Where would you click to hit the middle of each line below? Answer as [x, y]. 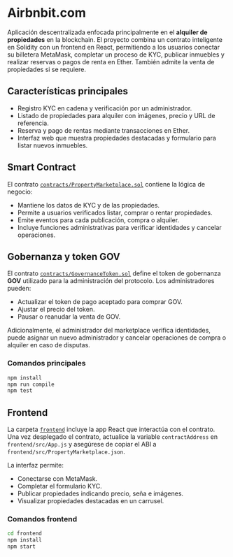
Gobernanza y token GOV [64, 256]
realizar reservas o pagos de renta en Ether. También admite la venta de [111, 62]
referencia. [33, 123]
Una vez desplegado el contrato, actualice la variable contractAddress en [113, 437]
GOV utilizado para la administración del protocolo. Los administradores [111, 281]
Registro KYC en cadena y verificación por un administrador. [105, 108]
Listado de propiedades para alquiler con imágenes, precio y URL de [116, 115]
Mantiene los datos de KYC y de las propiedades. [88, 205]
